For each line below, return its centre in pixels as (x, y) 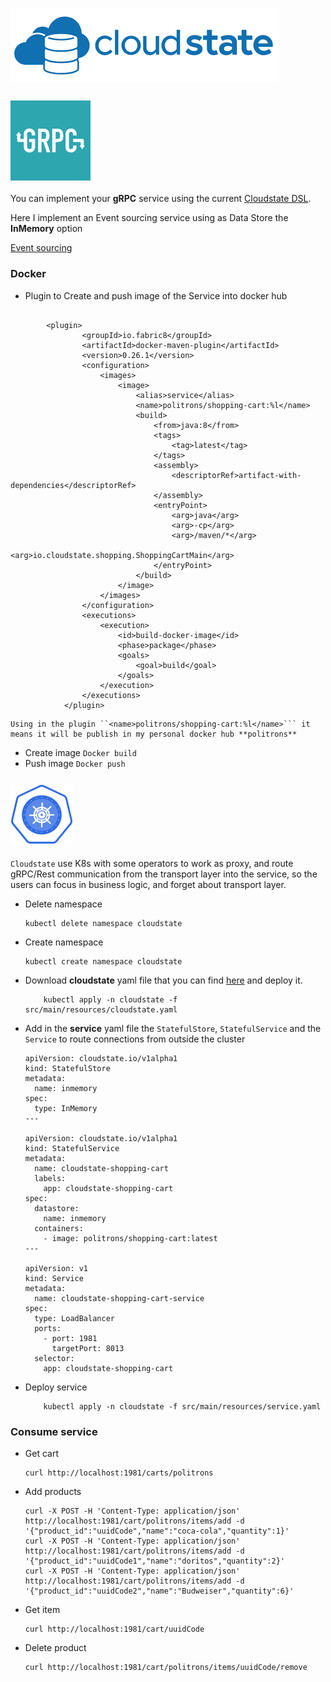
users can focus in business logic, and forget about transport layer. (148, 885)
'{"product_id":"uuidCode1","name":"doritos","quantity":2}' (155, 1561)
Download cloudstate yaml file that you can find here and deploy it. (163, 980)
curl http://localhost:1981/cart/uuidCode (114, 1629)
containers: (59, 1229)
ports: (48, 1329)
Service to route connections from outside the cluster (135, 1039)
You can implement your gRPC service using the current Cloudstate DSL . (161, 199)
